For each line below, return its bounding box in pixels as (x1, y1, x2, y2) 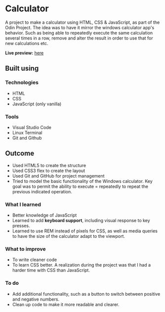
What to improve (5, 245, 46, 252)
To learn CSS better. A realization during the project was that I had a (12, 262, 151, 268)
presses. (12, 223, 30, 229)
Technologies (5, 79, 39, 86)
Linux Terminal (12, 130, 43, 135)
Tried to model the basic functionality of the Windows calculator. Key (12, 178, 153, 184)
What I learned (5, 201, 41, 208)
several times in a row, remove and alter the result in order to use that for (5, 35, 153, 41)
